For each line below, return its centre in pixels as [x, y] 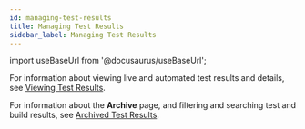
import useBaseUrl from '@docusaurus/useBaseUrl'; [108, 61]
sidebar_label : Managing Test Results [83, 35]
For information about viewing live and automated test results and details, [147, 78]
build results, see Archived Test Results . [84, 115]
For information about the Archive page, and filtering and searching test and [153, 105]
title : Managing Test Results [67, 26]
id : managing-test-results [61, 18]
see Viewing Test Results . [58, 88]
